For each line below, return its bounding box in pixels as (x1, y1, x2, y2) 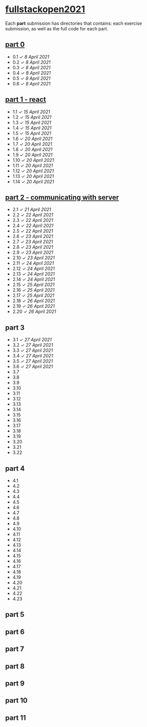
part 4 (5, 464, 25, 473)
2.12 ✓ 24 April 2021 (12, 265, 55, 271)
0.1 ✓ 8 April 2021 (12, 54, 49, 60)
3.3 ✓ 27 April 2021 (12, 347, 53, 353)
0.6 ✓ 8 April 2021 (12, 80, 51, 86)
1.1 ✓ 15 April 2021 (12, 109, 50, 115)
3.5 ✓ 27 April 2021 (12, 358, 53, 365)
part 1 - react (5, 95, 46, 104)
